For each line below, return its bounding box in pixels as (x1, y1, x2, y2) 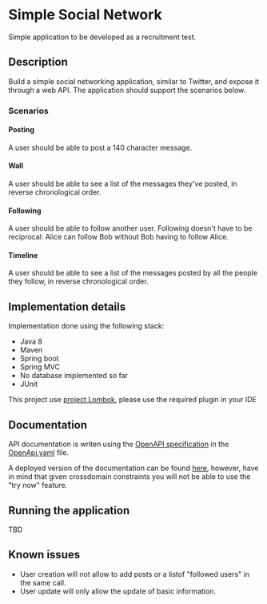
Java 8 (19, 336, 42, 346)
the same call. (19, 578, 66, 587)
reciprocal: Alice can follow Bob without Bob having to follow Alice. (8, 232, 229, 242)
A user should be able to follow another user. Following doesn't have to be (8, 223, 253, 233)
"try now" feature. (8, 481, 68, 490)
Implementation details (8, 300, 126, 313)
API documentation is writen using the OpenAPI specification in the (8, 439, 229, 449)
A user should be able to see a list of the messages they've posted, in (8, 179, 237, 189)
